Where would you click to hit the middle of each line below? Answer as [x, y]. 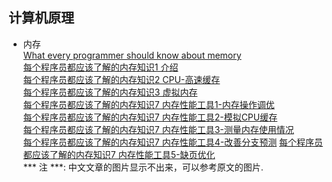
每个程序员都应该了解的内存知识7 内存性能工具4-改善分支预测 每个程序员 [173, 142]
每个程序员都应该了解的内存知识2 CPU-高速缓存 [121, 79]
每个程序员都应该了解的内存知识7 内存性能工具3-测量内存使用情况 [158, 129]
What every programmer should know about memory [132, 55]
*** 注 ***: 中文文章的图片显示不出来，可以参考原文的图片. [143, 167]
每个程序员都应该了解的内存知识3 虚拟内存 [110, 92]
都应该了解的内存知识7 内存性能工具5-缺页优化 [119, 154]
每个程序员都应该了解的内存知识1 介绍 [100, 67]
